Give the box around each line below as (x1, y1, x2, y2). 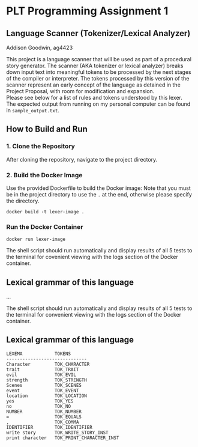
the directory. (6, 197, 40, 204)
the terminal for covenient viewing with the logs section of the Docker (6, 254, 179, 261)
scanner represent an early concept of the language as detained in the (6, 81, 181, 88)
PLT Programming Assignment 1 (6, 4, 169, 18)
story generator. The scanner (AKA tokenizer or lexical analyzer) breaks (6, 62, 184, 69)
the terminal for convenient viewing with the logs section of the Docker (6, 311, 182, 318)
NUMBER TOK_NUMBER (6, 409, 82, 415)
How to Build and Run (6, 124, 88, 135)
